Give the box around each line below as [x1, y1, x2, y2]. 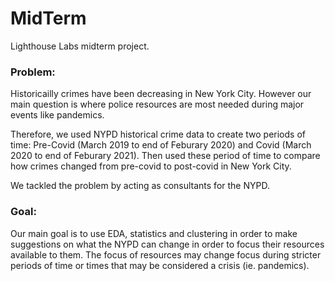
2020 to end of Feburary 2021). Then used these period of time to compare [10, 150, 321, 162]
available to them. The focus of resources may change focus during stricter [10, 248, 322, 261]
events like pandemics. [10, 109, 105, 121]
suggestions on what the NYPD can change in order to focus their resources [10, 238, 325, 250]
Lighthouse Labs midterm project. [10, 40, 150, 52]
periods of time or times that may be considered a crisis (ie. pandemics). [10, 259, 310, 271]
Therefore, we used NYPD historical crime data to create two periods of [10, 128, 306, 141]
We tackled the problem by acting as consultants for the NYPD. [10, 180, 270, 192]
